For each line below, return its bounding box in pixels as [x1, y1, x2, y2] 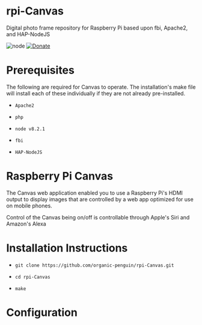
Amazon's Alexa [6, 220, 46, 227]
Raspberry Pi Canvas [6, 169, 113, 183]
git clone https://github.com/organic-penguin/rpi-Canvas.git [14, 262, 174, 268]
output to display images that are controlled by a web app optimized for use [6, 195, 194, 203]
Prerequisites [6, 63, 75, 77]
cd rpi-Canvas [14, 274, 50, 280]
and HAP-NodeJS [6, 30, 50, 37]
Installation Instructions [6, 241, 128, 254]
